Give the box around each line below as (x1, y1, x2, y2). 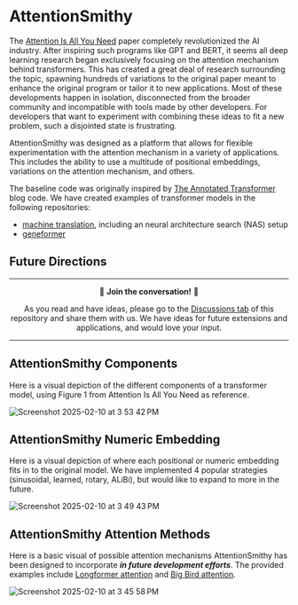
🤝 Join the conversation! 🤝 (98, 286, 200, 296)
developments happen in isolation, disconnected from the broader (9, 91, 251, 103)
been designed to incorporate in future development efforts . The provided (9, 560, 284, 570)
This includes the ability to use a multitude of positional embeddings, (9, 156, 261, 167)
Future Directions (9, 255, 107, 270)
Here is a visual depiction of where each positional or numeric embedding (9, 455, 279, 467)
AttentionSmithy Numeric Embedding (9, 432, 221, 447)
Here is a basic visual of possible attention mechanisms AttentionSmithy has (9, 550, 288, 561)
